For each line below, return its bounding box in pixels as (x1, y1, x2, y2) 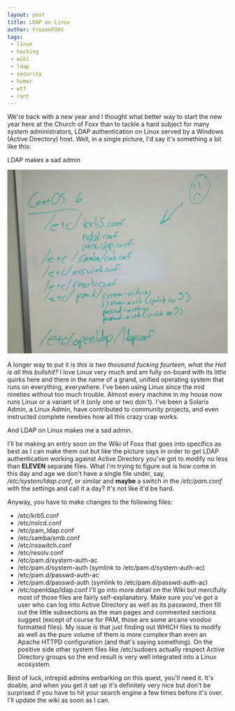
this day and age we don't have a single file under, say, (7, 470, 166, 478)
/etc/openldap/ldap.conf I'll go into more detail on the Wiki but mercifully (17, 586, 227, 594)
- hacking (10, 48, 39, 55)
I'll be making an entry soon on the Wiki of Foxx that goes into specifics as (7, 439, 222, 448)
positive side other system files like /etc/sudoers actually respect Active (17, 645, 225, 654)
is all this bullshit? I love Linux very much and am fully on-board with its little (7, 368, 227, 376)
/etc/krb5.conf (17, 512, 59, 520)
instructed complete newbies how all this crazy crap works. (7, 413, 179, 421)
